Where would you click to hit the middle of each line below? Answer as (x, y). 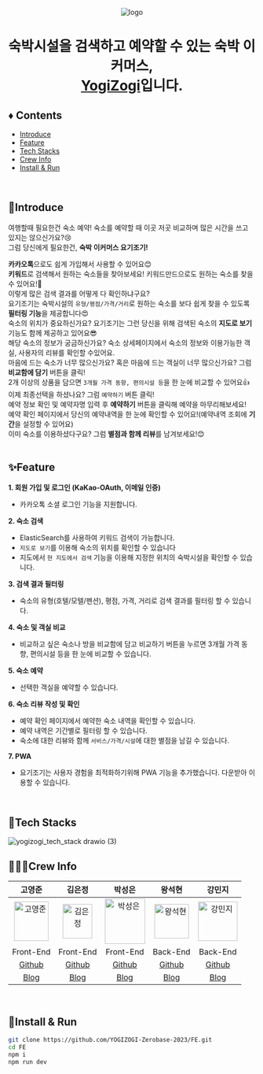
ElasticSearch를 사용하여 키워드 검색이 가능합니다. (97, 537)
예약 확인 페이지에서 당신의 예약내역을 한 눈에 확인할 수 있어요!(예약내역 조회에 (128, 414)
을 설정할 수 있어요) (44, 424)
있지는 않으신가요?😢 (40, 237)
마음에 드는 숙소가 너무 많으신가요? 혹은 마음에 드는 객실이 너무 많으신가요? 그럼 (130, 362)
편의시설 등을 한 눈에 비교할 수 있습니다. (91, 654)
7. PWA (20, 756)
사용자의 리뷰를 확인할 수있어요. (67, 352)
